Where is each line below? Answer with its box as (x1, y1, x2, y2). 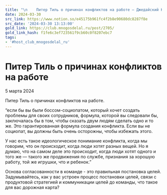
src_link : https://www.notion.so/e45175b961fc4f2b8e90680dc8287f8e (5, 16, 148, 21)
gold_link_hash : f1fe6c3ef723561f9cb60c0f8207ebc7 (5, 30, 112, 35)
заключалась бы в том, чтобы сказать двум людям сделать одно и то (5, 118, 154, 124)
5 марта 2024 (5, 88, 34, 94)
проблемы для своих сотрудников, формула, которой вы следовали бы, (5, 112, 159, 118)
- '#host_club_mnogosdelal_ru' (5, 40, 70, 45)
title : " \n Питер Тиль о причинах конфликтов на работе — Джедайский (5, 7, 159, 12)
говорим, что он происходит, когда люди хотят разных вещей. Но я (5, 143, 148, 149)
